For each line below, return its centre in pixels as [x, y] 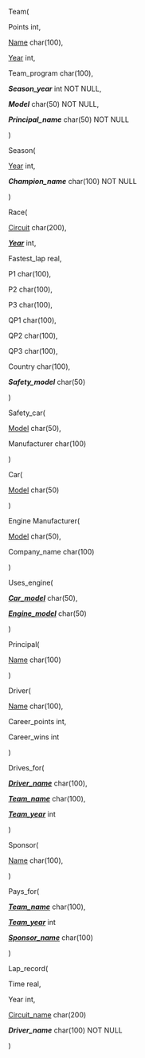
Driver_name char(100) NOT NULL [65, 1030]
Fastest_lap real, [35, 259]
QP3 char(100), [33, 351]
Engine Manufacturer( [44, 521]
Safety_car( [27, 413]
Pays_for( [24, 891]
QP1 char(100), [33, 320]
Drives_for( [26, 768]
